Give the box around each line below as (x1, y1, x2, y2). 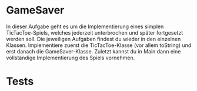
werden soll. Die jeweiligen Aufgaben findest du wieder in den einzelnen (6, 35, 181, 42)
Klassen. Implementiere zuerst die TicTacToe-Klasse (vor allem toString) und (6, 42, 192, 49)
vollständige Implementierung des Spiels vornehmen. (6, 54, 135, 61)
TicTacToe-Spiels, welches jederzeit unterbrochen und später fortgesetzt (6, 29, 183, 36)
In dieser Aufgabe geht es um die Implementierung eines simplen (6, 23, 164, 30)
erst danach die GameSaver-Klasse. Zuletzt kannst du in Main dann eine (6, 48, 181, 55)
